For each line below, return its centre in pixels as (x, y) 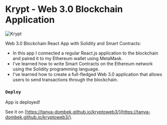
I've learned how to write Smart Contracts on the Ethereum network (82, 63)
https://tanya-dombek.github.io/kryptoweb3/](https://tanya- (88, 112)
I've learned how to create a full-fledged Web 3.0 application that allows (87, 74)
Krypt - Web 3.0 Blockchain (64, 9)
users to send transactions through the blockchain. (65, 79)
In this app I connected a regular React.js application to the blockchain (85, 53)
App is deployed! (23, 102)
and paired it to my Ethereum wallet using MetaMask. (68, 58)
